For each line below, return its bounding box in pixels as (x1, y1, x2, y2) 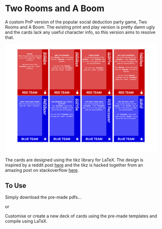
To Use (5, 181, 27, 190)
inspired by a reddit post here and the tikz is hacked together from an (5, 162, 143, 168)
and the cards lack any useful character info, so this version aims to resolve (5, 29, 156, 35)
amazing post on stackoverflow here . (5, 167, 79, 173)
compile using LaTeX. (5, 218, 48, 224)
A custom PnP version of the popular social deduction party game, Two (5, 19, 147, 25)
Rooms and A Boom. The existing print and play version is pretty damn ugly (5, 24, 155, 30)
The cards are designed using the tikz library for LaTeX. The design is (5, 157, 144, 163)
